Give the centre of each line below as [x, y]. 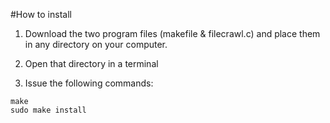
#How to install [41, 14]
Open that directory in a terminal [91, 63]
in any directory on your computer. [96, 44]
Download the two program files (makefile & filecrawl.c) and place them [172, 33]
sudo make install [48, 110]
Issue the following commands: [89, 83]
